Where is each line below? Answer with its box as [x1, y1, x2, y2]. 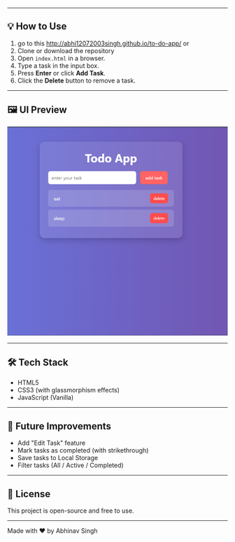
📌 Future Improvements [7, 420, 112, 432]
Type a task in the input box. [17, 61, 99, 70]
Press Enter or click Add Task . [17, 69, 106, 77]
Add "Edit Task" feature [17, 438, 86, 448]
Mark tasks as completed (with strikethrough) [17, 446, 149, 455]
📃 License [7, 487, 51, 500]
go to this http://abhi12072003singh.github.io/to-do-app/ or [17, 39, 190, 48]
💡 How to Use [7, 20, 67, 32]
